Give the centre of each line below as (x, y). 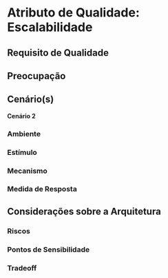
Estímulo (22, 152)
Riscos (19, 231)
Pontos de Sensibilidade (49, 249)
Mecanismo (28, 171)
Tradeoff (22, 268)
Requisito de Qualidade (58, 53)
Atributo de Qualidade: (73, 13)
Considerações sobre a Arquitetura (84, 211)
